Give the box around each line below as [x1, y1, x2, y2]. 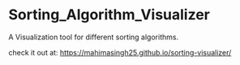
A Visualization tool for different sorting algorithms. [8, 32, 179, 42]
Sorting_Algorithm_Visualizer [8, 6, 211, 24]
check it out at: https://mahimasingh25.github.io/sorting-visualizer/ [8, 47, 232, 57]
